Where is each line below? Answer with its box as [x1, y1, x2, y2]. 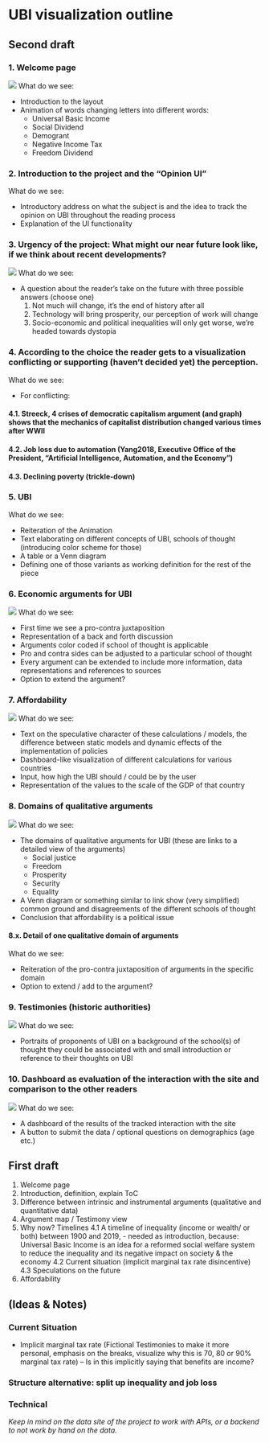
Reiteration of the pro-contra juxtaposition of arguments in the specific [19, 964, 255, 974]
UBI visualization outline [8, 6, 174, 24]
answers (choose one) [19, 292, 95, 302]
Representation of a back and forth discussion [19, 631, 173, 641]
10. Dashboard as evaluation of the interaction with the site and [8, 1074, 259, 1085]
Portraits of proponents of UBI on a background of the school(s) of [19, 1036, 241, 1046]
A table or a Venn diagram [19, 551, 107, 561]
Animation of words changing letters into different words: [19, 105, 209, 114]
